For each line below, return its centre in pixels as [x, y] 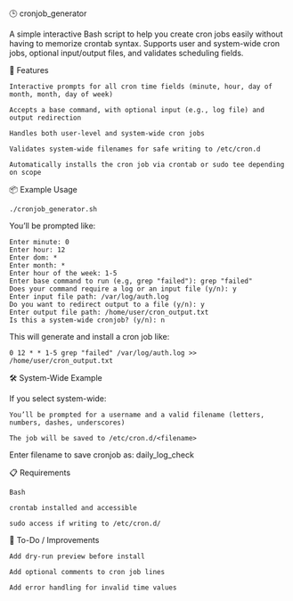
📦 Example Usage [44, 189]
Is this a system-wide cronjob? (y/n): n [87, 320]
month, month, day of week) [61, 95]
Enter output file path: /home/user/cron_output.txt [109, 312]
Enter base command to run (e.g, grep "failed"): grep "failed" [131, 281]
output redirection [45, 118]
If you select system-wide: [58, 399]
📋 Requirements [40, 473]
